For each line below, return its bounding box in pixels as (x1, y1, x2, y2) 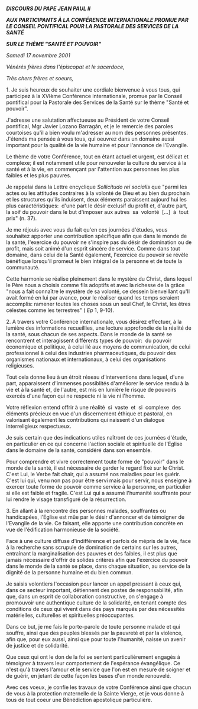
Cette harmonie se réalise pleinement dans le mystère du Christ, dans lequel (6, 275, 192, 282)
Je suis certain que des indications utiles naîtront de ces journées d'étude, (6, 434, 188, 441)
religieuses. (6, 362, 34, 369)
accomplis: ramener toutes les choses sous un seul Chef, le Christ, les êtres (6, 301, 191, 307)
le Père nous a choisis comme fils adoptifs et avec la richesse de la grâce (6, 282, 185, 288)
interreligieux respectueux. (6, 422, 72, 430)
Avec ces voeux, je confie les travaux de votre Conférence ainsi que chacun (6, 684, 191, 691)
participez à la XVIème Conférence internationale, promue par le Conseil (6, 93, 183, 99)
